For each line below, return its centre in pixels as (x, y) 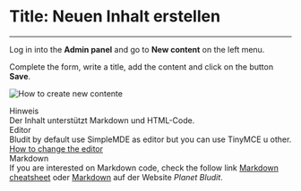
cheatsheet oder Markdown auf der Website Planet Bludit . (116, 177)
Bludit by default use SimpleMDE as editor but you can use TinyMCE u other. (150, 139)
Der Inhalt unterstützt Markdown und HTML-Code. (102, 120)
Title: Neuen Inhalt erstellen (115, 17)
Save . (20, 76)
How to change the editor (56, 148)
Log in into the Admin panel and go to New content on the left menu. (137, 49)
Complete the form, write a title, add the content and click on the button (142, 66)
